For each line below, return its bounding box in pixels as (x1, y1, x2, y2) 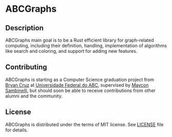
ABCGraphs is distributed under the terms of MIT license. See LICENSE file (5, 121, 164, 127)
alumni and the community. (5, 93, 63, 99)
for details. (5, 127, 28, 133)
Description (5, 24, 44, 32)
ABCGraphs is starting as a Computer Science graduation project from (5, 76, 155, 83)
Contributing (5, 63, 47, 72)
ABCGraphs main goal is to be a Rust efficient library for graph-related (5, 37, 154, 43)
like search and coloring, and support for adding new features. (5, 48, 138, 54)
